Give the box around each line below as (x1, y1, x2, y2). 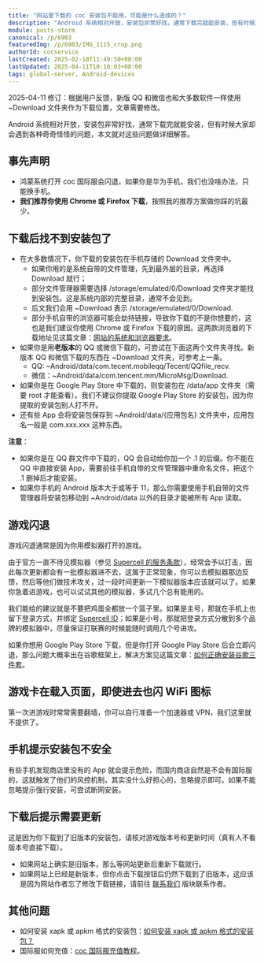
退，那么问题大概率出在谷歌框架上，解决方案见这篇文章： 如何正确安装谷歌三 (8, 650, 256, 660)
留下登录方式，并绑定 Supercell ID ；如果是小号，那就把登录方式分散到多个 (8, 614, 249, 623)
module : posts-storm (8, 26, 76, 34)
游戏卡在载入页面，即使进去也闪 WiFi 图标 (8, 685, 211, 698)
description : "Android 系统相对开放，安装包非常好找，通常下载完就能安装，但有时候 (8, 19, 255, 27)
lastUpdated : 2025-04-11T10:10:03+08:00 (8, 63, 143, 71)
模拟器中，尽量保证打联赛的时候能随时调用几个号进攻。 (21, 623, 201, 633)
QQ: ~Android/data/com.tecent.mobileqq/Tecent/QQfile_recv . (31, 362, 231, 371)
